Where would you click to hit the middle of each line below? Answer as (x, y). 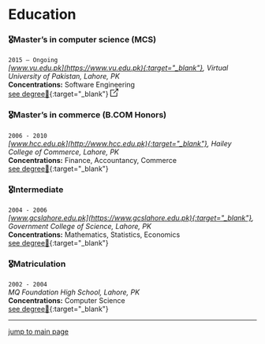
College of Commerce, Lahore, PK (64, 152)
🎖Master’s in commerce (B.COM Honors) (88, 115)
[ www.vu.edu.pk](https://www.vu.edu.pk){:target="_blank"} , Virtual (118, 68)
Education (42, 15)
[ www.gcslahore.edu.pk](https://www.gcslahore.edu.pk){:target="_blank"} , (131, 218)
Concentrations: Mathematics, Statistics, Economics (94, 235)
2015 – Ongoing (33, 61)
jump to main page (39, 331)
